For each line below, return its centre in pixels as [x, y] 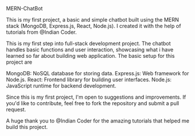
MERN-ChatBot [25, 8]
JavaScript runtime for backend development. [61, 86]
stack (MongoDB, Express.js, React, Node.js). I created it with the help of [94, 26]
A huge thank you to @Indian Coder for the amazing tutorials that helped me [98, 121]
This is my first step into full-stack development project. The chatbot [88, 43]
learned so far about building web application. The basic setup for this [90, 56]
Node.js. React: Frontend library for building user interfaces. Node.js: [89, 79]
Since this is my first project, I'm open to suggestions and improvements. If [96, 97]
